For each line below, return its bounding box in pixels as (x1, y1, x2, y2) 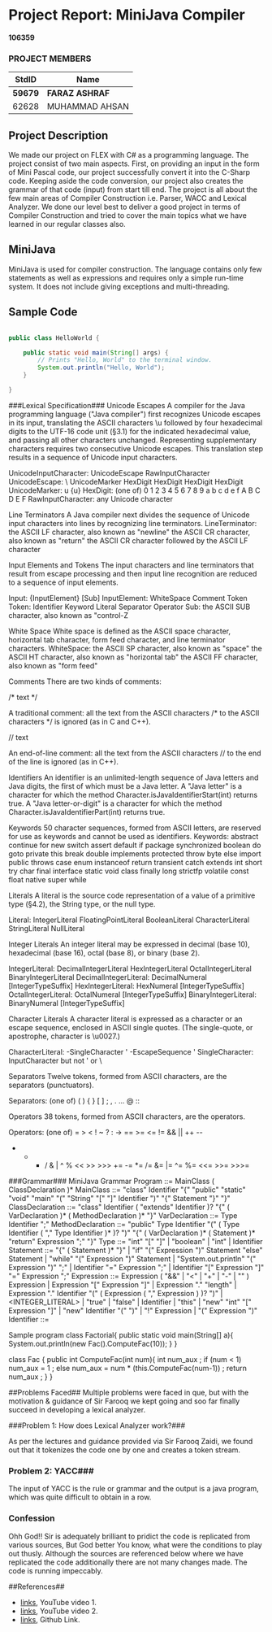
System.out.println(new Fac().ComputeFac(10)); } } (8, 1338, 178, 1348)
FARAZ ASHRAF (46, 88, 110, 99)
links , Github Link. (19, 1614, 80, 1624)
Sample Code (8, 305, 78, 319)
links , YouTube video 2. (19, 1606, 99, 1616)
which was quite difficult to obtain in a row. (8, 1492, 152, 1502)
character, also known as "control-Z (8, 610, 128, 620)
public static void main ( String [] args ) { (23, 348, 169, 357)
